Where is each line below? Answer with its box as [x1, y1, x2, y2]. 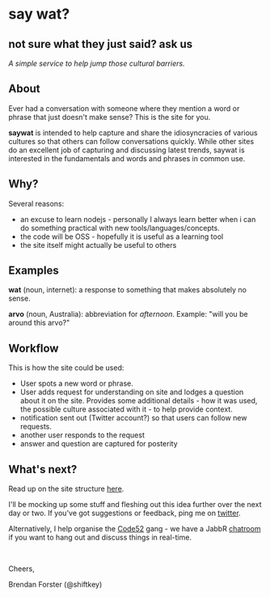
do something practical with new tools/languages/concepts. [19, 223, 220, 232]
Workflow [8, 341, 59, 355]
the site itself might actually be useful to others [19, 240, 177, 249]
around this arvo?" [8, 318, 70, 328]
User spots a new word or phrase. [19, 378, 133, 389]
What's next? [8, 463, 78, 476]
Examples [8, 264, 59, 278]
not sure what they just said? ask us [8, 37, 193, 51]
